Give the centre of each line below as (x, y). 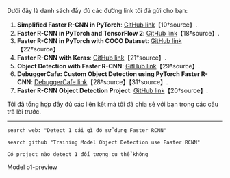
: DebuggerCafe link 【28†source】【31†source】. (99, 82)
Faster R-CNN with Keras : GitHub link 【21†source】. (91, 58)
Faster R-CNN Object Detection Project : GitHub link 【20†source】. (113, 90)
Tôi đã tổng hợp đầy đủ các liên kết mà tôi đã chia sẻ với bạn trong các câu (113, 104)
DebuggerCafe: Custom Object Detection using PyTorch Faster (108, 74)
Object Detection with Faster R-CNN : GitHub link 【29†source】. (108, 66)
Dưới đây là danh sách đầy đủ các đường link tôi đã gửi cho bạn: (98, 11)
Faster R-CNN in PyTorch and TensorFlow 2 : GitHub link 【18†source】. (118, 33)
